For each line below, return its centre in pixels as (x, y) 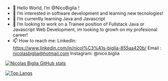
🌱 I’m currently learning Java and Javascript (59, 19)
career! (20, 35)
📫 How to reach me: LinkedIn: (45, 40)
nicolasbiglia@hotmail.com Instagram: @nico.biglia (66, 53)
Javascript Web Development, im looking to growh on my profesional (85, 30)
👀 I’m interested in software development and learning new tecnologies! (88, 13)
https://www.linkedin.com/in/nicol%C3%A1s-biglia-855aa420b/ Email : (87, 48)
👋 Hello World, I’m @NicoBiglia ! (46, 8)
